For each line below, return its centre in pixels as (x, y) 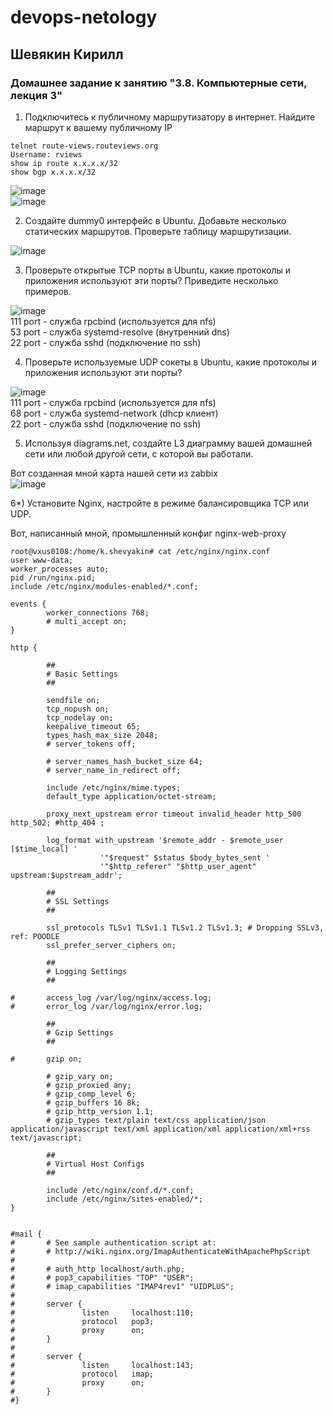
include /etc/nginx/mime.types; (114, 787)
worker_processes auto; (60, 569)
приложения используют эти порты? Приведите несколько (151, 280)
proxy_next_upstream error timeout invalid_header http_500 (174, 814)
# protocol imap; (82, 1374)
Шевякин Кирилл (67, 54)
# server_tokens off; (91, 744)
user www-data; (42, 560)
